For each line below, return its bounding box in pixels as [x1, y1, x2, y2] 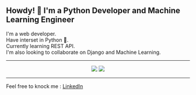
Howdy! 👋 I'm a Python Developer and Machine [6, 6, 181, 16]
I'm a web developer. [6, 30, 57, 37]
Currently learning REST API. [6, 42, 75, 49]
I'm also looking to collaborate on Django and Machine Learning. [6, 49, 162, 56]
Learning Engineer [6, 15, 75, 25]
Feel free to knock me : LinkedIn [6, 82, 83, 90]
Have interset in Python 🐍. [6, 36, 69, 43]
